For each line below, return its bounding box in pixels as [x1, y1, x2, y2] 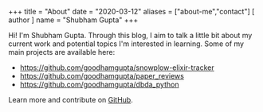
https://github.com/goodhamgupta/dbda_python [19, 79, 179, 89]
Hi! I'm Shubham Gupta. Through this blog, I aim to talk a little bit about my [8, 31, 253, 40]
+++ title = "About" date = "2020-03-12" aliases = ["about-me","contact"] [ [8, 7, 255, 16]
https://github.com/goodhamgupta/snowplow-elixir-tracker [19, 63, 214, 72]
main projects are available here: [8, 48, 116, 56]
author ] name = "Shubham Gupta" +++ [8, 15, 139, 25]
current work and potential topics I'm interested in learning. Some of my [8, 39, 245, 48]
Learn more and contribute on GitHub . [8, 95, 133, 104]
